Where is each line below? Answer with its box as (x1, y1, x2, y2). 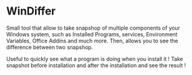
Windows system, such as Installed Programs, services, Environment (6, 30, 178, 37)
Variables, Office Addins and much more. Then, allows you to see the (6, 37, 178, 44)
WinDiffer (6, 4, 56, 18)
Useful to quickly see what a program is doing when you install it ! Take (6, 55, 183, 62)
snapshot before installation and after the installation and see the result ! (6, 62, 186, 69)
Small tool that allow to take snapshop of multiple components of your (6, 24, 181, 31)
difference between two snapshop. (6, 44, 94, 51)
